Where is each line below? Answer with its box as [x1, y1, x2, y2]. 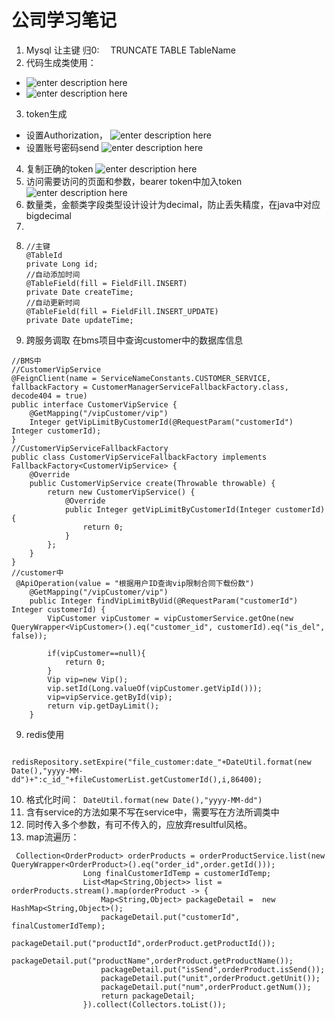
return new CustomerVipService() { [47, 487, 196, 497]
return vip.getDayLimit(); [47, 701, 160, 711]
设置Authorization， [25, 129, 109, 141]
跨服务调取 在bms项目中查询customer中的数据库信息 [25, 334, 244, 346]
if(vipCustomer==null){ [47, 648, 146, 658]
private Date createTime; [25, 287, 134, 297]
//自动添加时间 [25, 269, 81, 280]
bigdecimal [25, 209, 72, 221]
